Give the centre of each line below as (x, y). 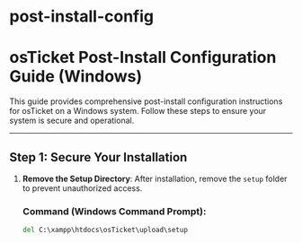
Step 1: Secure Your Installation (98, 157)
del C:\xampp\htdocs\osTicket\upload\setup (105, 230)
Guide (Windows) (76, 77)
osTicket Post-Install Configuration (143, 58)
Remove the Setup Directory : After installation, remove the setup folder (155, 178)
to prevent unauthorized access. (82, 188)
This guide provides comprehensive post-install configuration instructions (146, 101)
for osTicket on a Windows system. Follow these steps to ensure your (138, 111)
